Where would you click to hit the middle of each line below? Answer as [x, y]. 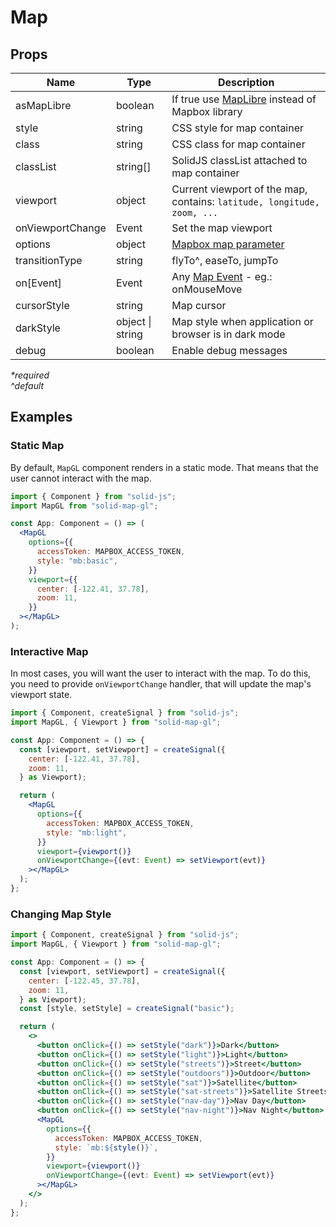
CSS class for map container [238, 144]
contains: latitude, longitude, [245, 201]
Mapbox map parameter [228, 244]
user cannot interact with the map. [81, 478]
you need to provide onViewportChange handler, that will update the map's [161, 684]
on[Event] [38, 283]
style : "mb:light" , [87, 832]
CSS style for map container [238, 128]
